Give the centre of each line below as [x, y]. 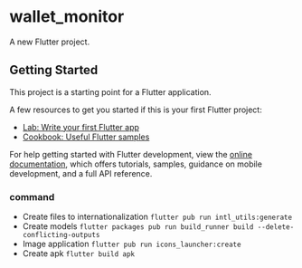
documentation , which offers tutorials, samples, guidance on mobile [136, 164]
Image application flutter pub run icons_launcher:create [132, 244]
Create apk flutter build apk [79, 254]
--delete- [276, 227]
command [32, 196]
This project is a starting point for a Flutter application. [110, 91]
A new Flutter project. [50, 42]
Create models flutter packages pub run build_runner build [138, 226]
